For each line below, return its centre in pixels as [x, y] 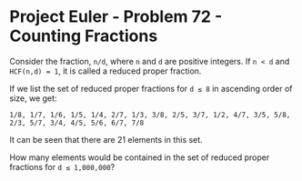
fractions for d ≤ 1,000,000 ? [62, 166]
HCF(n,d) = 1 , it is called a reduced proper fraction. [106, 71]
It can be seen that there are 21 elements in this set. [106, 139]
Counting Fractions [84, 36]
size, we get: [33, 98]
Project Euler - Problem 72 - [116, 17]
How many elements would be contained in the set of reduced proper [140, 157]
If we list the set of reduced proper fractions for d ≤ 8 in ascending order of [151, 88]
